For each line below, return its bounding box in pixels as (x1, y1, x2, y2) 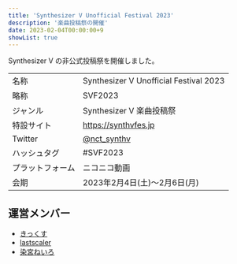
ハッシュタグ (12, 147, 61, 158)
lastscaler (19, 238, 52, 247)
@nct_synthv (82, 133, 131, 144)
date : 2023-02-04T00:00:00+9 (8, 26, 104, 34)
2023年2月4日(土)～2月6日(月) (82, 177, 199, 188)
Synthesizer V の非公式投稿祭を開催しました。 (8, 56, 159, 65)
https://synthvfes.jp (82, 120, 155, 131)
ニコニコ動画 (82, 162, 131, 173)
